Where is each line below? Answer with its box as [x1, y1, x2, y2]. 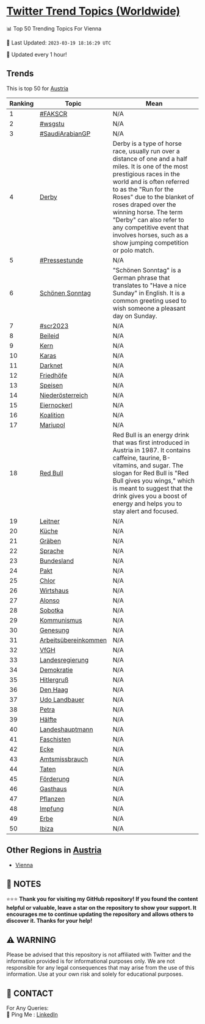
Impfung [39, 804, 64, 813]
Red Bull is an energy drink [112, 430, 189, 439]
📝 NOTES [6, 879, 41, 889]
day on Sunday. [112, 311, 157, 320]
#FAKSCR [39, 109, 68, 118]
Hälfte [39, 715, 57, 724]
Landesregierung [39, 655, 89, 664]
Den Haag [39, 685, 68, 694]
